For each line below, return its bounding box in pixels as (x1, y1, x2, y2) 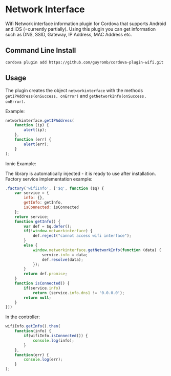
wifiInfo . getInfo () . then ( (5, 324, 60, 329)
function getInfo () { (14, 219, 60, 224)
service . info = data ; (41, 252, 88, 257)
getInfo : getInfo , (24, 200, 63, 205)
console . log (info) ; (32, 338, 74, 343)
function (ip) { (14, 123, 50, 128)
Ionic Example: (5, 160, 37, 167)
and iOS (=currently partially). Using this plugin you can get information (5, 26, 156, 32)
